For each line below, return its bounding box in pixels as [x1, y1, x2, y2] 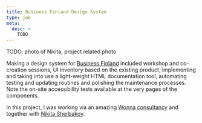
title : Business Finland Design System [6, 8, 107, 15]
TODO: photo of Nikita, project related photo [6, 48, 117, 55]
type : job [6, 15, 31, 21]
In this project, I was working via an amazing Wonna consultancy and [6, 104, 178, 111]
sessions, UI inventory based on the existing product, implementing [28, 66, 197, 73]
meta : [6, 20, 20, 26]
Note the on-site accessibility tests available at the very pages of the [6, 85, 177, 93]
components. [6, 92, 39, 99]
